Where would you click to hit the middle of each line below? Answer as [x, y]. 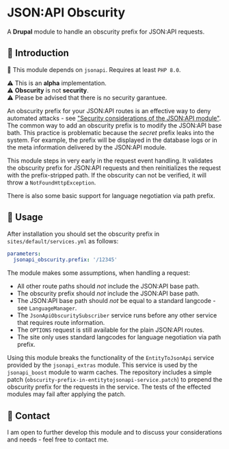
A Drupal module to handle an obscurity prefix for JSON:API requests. [106, 32]
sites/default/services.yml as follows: [63, 241]
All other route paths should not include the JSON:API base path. [108, 287]
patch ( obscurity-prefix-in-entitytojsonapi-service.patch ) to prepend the [115, 380]
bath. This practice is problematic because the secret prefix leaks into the [111, 132]
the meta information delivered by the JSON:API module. [87, 147]
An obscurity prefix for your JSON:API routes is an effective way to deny [109, 110]
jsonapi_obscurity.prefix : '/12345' [65, 260]
